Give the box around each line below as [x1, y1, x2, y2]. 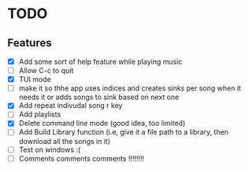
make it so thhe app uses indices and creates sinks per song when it [18, 83, 241, 93]
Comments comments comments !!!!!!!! [18, 153, 145, 163]
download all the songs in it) [18, 136, 111, 146]
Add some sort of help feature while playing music [18, 57, 183, 66]
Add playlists [18, 109, 61, 119]
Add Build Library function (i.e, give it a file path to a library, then [18, 128, 229, 137]
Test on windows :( [18, 145, 81, 154]
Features [7, 36, 52, 50]
